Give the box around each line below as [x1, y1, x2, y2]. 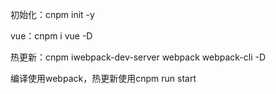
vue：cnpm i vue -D [10, 30, 93, 42]
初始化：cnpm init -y [10, 9, 95, 20]
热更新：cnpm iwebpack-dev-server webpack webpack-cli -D [10, 51, 267, 63]
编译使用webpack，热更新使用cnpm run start [10, 73, 197, 84]
